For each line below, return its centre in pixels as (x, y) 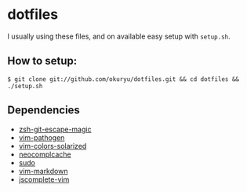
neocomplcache (45, 154)
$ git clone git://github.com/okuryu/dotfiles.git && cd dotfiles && (123, 79)
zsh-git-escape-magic (55, 129)
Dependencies (44, 111)
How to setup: (42, 61)
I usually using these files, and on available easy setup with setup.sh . (119, 36)
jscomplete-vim (44, 179)
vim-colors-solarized (53, 146)
